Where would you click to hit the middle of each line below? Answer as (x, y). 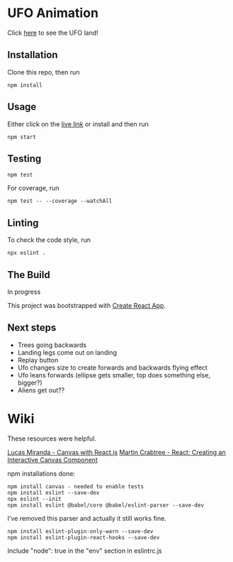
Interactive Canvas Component (52, 460)
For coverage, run (33, 188)
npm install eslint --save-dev (53, 492)
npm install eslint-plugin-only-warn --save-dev (80, 531)
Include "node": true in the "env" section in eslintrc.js (85, 551)
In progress (24, 292)
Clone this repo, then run (44, 72)
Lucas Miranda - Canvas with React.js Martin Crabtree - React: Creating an (116, 452)
